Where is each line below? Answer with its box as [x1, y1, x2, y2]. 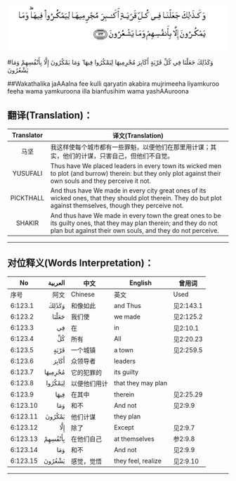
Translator [11, 131, 44, 139]
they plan [113, 412, 141, 421]
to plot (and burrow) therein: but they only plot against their [50, 169, 221, 178]
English [129, 278, 152, 287]
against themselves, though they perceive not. [50, 201, 184, 210]
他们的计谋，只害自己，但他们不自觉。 [63, 151, 174, 160]
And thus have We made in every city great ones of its [50, 186, 206, 195]
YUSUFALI [12, 169, 43, 178]
